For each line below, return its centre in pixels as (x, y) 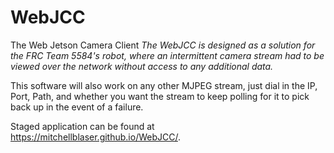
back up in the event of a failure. (77, 107)
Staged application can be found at (82, 126)
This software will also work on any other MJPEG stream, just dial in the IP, (164, 85)
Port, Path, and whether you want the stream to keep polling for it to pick (160, 96)
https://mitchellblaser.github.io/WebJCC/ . (95, 137)
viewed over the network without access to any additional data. (142, 66)
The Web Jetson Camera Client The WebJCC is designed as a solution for (163, 45)
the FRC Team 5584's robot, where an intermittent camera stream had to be (167, 55)
